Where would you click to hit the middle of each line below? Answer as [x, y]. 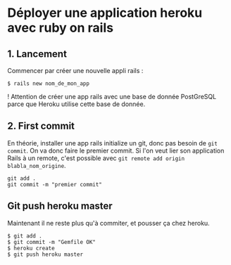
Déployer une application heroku [105, 13]
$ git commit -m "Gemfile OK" [52, 242]
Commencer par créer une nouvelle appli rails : [75, 71]
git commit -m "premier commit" [55, 184]
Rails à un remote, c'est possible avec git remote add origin [96, 158]
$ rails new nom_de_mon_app [49, 84]
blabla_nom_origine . [37, 165]
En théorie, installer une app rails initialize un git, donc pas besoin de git [113, 143]
